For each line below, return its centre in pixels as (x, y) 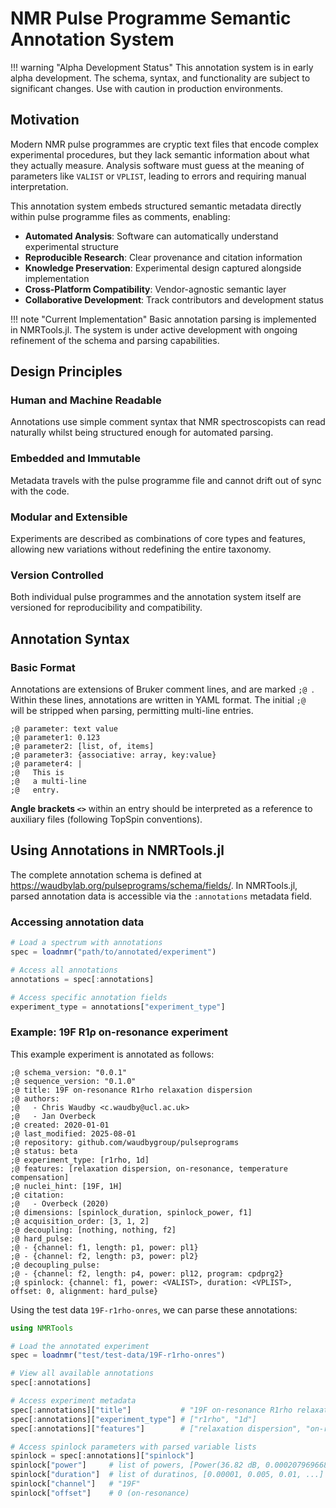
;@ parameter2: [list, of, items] (82, 747)
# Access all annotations (64, 970)
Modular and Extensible (69, 517)
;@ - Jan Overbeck (53, 1116)
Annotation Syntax (70, 638)
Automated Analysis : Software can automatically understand (151, 236)
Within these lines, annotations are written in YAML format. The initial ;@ (158, 700)
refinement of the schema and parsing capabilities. (115, 340)
